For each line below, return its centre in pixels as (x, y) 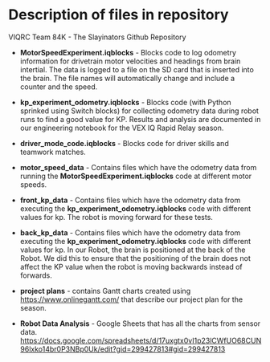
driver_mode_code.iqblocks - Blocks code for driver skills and (124, 143)
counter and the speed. (59, 87)
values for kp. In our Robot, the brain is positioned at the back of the (133, 250)
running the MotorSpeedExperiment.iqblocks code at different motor (136, 176)
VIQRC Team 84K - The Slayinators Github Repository (97, 37)
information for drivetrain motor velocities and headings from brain (130, 61)
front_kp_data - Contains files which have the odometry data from (130, 200)
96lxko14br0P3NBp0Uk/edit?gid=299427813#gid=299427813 (123, 349)
